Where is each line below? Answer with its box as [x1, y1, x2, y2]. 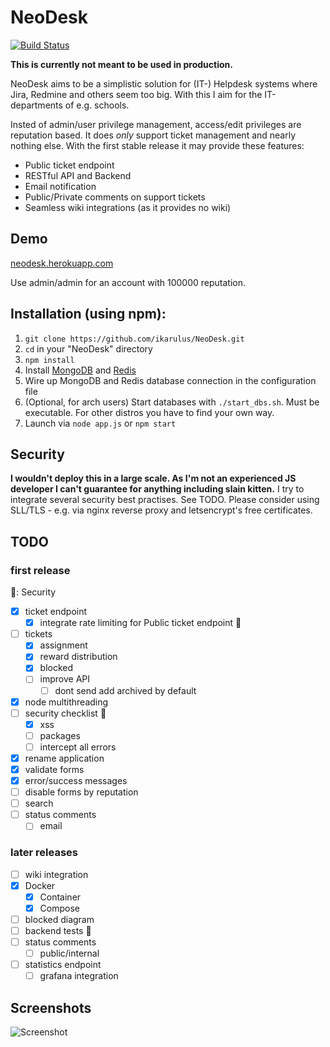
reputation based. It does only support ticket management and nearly [10, 129, 297, 141]
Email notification [24, 180, 97, 192]
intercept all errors [39, 741, 117, 753]
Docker [24, 879, 56, 891]
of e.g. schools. [64, 99, 130, 111]
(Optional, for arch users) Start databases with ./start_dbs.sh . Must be [24, 396, 320, 408]
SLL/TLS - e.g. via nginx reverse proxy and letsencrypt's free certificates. [10, 504, 313, 516]
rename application [24, 752, 105, 764]
